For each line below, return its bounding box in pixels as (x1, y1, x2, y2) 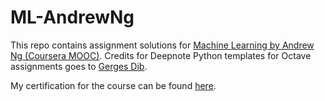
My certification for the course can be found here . (10, 79, 217, 91)
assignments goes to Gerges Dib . (10, 60, 148, 72)
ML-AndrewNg (10, 6, 135, 29)
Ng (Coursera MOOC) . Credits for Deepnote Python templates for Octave (10, 49, 312, 61)
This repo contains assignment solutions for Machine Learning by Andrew (10, 39, 315, 51)
